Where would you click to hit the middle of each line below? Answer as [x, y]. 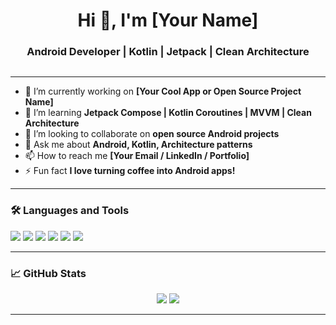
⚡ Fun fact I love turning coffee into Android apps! [130, 171]
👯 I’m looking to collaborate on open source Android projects [152, 134]
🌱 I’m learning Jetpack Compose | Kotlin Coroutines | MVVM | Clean [168, 113]
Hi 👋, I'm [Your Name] [168, 20]
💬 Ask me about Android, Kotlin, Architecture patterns [138, 145]
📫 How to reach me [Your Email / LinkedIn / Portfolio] [137, 156]
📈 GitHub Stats [48, 273]
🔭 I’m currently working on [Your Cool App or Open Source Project [163, 91]
